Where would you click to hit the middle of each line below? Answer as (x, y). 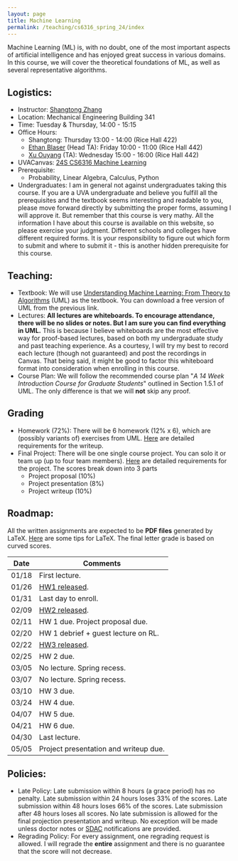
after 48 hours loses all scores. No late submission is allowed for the (118, 814)
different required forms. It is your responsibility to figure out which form (124, 238)
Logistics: (29, 92)
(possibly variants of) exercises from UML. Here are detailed (106, 438)
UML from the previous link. (58, 308)
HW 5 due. (56, 714)
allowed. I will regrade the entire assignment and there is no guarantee (121, 844)
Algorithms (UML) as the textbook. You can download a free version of (121, 300)
